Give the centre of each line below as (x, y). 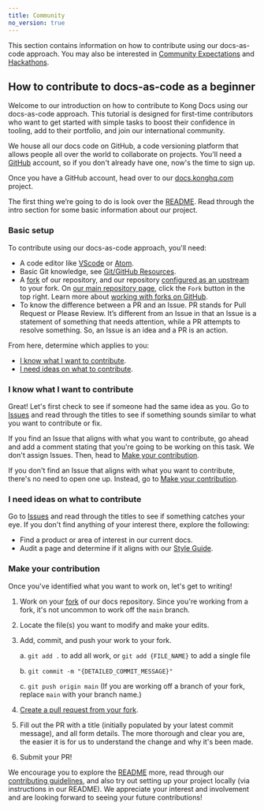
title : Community (37, 15)
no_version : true (37, 23)
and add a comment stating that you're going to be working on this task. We (131, 447)
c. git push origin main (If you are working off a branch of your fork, (132, 686)
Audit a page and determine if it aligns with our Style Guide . (116, 548)
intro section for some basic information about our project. (103, 210)
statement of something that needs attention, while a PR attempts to (130, 321)
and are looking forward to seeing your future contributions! (105, 797)
